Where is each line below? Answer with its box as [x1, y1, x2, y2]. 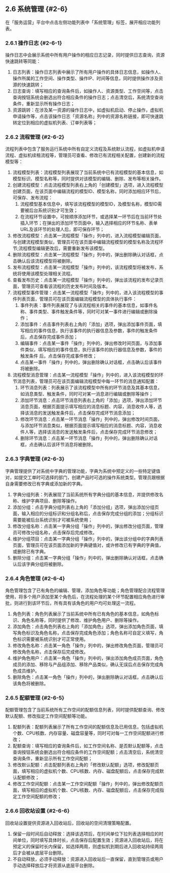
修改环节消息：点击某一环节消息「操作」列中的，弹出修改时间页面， [20, 416, 162, 422]
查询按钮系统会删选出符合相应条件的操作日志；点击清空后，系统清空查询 [12, 94, 163, 100]
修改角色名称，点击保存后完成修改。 [12, 649, 89, 655]
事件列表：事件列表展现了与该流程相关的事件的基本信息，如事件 [20, 302, 153, 308]
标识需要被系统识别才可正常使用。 [17, 636, 89, 642]
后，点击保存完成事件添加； [20, 334, 78, 340]
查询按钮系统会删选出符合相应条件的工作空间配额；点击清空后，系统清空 [12, 749, 163, 756]
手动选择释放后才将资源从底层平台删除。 [12, 862, 97, 868]
